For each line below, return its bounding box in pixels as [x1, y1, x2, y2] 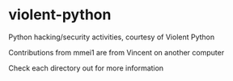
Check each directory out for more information [8, 63, 164, 73]
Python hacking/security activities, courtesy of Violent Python [8, 32, 215, 42]
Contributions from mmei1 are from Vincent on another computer [8, 47, 225, 57]
